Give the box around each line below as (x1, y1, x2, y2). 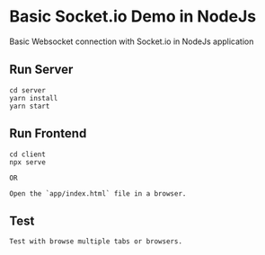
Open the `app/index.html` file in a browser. (9, 189, 187, 198)
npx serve (9, 157, 47, 167)
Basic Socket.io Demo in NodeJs (9, 6, 257, 27)
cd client (9, 150, 47, 159)
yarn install (9, 93, 58, 102)
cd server (9, 85, 47, 95)
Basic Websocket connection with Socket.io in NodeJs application (9, 36, 254, 47)
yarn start (9, 101, 50, 110)
